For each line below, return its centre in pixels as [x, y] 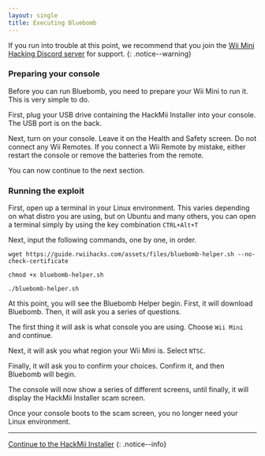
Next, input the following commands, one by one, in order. [103, 240]
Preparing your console [54, 74]
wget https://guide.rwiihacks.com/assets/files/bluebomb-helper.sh [121, 254]
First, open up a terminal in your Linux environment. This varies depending [129, 208]
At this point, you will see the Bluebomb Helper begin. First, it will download [131, 303]
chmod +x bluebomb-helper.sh [56, 275]
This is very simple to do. [49, 99]
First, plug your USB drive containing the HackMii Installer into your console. [132, 114]
